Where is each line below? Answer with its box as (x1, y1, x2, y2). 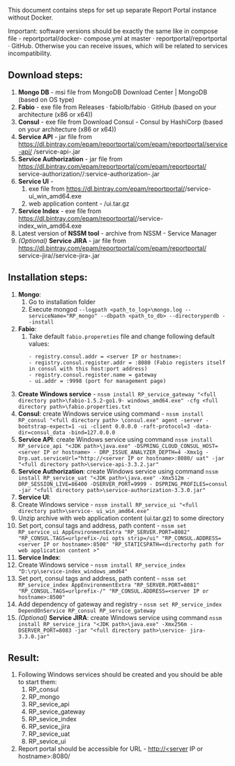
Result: (8, 652, 40, 664)
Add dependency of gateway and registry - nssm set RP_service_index (17, 600, 222, 608)
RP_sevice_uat (28, 730, 70, 738)
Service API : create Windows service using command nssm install (17, 435, 213, 443)
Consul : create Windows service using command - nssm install (17, 409, 204, 418)
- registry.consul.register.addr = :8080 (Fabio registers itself (28, 359, 226, 366)
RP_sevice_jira (28, 723, 70, 731)
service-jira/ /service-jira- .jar (17, 251, 100, 259)
